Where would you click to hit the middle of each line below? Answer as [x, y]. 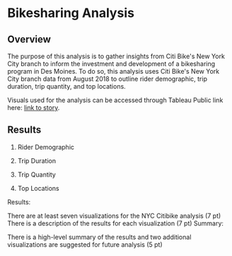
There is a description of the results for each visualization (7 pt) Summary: [116, 223]
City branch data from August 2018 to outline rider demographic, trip [107, 79]
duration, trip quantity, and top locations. [66, 86]
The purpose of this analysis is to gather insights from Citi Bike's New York [116, 56]
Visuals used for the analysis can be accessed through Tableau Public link [115, 100]
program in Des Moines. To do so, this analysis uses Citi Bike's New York [114, 71]
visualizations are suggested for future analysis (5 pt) [85, 244]
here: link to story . [34, 107]
